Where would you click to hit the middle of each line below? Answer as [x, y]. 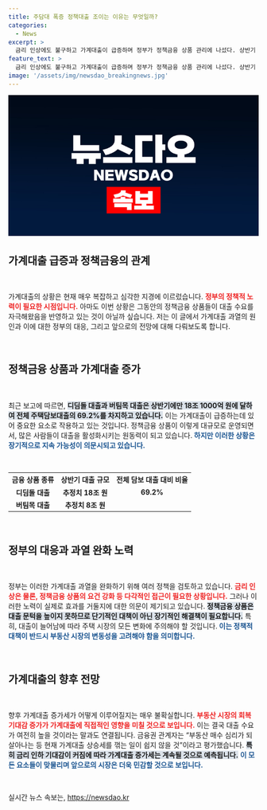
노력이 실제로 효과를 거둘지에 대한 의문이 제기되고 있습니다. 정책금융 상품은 [138, 606]
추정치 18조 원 [85, 492]
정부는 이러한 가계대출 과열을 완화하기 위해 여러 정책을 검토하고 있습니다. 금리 [128, 586]
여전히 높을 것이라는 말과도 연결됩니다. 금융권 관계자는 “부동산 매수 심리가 [130, 735]
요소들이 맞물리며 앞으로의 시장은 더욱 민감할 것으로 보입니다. [110, 765]
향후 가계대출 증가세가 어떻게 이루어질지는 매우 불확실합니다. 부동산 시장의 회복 [130, 715]
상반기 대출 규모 [85, 480]
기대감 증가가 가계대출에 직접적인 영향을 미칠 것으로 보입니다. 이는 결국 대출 [124, 725]
